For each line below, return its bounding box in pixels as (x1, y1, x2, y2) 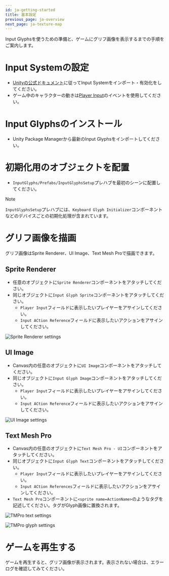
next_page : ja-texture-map (5, 21, 62, 27)
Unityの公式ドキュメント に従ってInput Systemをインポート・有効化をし (12, 79, 162, 86)
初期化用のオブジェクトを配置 (5, 162, 130, 174)
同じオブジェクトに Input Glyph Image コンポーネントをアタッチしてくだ (12, 375, 162, 381)
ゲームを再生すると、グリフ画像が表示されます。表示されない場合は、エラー (5, 559, 164, 565)
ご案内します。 (5, 43, 36, 49)
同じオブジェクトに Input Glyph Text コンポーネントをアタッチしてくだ (12, 458, 160, 464)
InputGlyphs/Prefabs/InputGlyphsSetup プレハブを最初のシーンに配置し (12, 180, 161, 186)
